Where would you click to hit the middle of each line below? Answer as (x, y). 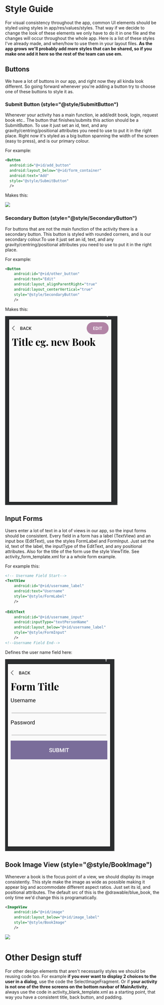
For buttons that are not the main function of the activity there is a (71, 229)
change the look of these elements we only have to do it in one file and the (80, 33)
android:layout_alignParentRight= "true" (56, 284)
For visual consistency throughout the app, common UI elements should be (81, 23)
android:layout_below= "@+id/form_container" (56, 170)
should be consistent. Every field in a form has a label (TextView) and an (78, 536)
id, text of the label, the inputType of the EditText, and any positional (74, 546)
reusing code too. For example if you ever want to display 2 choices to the (81, 976)
